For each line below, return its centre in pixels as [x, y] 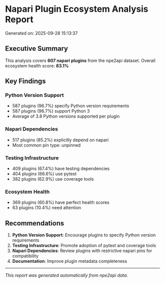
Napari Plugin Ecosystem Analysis [77, 9]
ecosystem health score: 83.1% [37, 65]
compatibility [25, 256]
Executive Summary [37, 48]
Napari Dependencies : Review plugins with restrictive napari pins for [82, 251]
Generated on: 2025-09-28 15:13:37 [41, 33]
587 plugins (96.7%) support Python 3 [51, 111]
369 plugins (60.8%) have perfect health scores [61, 202]
